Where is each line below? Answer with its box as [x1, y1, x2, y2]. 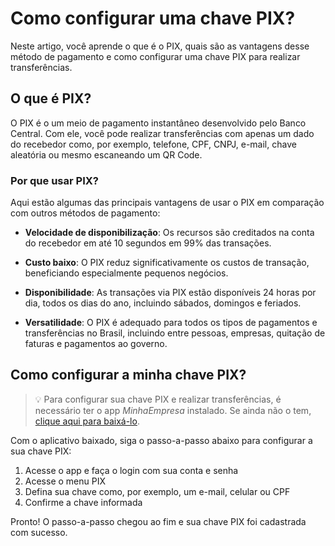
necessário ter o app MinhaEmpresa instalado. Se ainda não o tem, [34, 404, 312, 416]
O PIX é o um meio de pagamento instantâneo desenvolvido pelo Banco [10, 117, 307, 129]
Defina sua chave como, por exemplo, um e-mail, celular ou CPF [24, 485, 291, 497]
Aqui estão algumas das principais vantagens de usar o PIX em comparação [10, 197, 325, 209]
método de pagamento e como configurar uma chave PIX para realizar [10, 50, 301, 62]
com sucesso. [10, 526, 68, 538]
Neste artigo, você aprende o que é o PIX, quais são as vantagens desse [10, 40, 310, 52]
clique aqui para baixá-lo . [34, 415, 140, 427]
